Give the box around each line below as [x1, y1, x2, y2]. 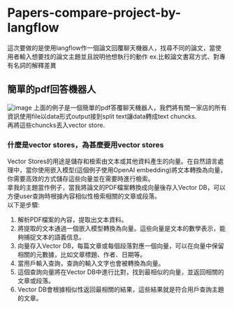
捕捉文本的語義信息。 [23, 233, 85, 241]
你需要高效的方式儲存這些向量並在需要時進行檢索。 [7, 174, 154, 183]
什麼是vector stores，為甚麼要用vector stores [7, 140, 164, 149]
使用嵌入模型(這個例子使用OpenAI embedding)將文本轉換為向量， [37, 166, 227, 174]
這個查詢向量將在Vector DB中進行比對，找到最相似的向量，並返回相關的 [17, 268, 225, 276]
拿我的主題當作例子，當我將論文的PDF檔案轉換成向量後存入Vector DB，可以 [7, 183, 226, 192]
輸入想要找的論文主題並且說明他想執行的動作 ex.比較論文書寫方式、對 [19, 52, 220, 61]
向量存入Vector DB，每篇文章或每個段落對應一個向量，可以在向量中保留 [17, 242, 225, 250]
